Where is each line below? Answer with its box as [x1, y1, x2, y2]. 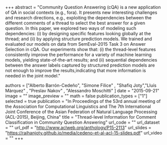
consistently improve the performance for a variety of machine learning [5, 52, 152, 58]
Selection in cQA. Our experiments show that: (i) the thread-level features [5, 47, 156, 52]
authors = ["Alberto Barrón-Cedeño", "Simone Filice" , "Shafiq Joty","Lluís [5, 82, 157, 88]
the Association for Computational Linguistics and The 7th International [5, 104, 151, 109]
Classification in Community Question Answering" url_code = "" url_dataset [5, 119, 160, 125]
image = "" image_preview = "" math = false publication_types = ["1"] [5, 93, 148, 99]
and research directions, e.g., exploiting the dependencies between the [5, 15, 152, 20]
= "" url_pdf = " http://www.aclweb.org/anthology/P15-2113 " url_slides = [5, 125, 152, 131]
